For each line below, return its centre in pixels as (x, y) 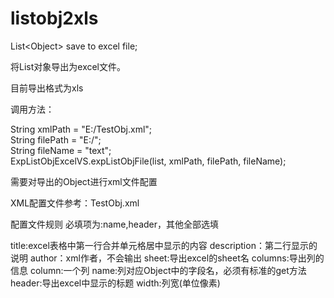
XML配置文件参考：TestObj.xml (75, 203)
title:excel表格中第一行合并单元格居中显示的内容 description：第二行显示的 (164, 245)
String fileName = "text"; (61, 150)
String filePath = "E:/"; (56, 139)
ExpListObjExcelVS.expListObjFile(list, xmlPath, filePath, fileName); (148, 161)
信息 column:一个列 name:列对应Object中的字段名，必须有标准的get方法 (158, 270)
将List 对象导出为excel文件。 (68, 66)
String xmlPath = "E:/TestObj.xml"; (81, 129)
